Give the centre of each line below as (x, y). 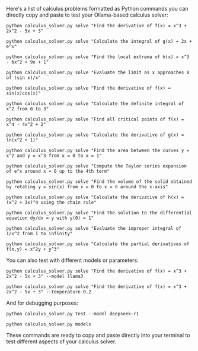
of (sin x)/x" (24, 78)
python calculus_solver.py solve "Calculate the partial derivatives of (98, 244)
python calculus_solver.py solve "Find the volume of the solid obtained (99, 182)
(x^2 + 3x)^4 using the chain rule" (51, 203)
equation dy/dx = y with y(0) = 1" (50, 218)
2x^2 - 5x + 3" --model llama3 (45, 276)
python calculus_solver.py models (49, 324)
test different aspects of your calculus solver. (61, 341)
